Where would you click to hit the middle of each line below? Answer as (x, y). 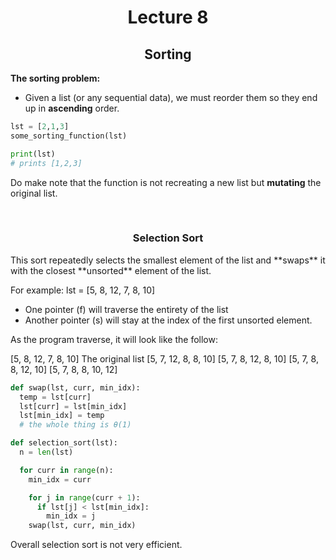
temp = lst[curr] (55, 397)
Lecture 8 (168, 17)
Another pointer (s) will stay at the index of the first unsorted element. (168, 320)
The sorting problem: (55, 78)
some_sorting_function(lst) (69, 136)
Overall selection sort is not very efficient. (96, 545)
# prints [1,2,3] (46, 163)
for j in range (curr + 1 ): (84, 497)
